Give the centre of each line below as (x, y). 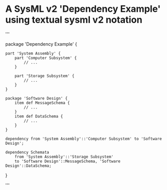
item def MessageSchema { (42, 103)
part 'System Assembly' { (33, 53)
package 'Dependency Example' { (41, 44)
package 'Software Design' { (36, 98)
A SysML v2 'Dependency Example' (83, 9)
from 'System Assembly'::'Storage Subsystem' (64, 157)
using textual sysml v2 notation (74, 20)
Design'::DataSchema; (29, 166)
